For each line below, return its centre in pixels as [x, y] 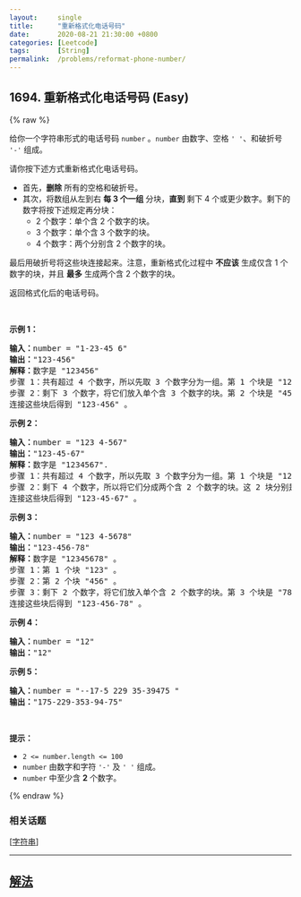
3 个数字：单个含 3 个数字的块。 [95, 232]
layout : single [46, 17]
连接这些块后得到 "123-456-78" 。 [78, 603]
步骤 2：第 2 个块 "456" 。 [65, 581]
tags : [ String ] [50, 51]
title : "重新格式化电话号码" [68, 26]
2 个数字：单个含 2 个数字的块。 [95, 221]
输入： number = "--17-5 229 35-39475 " [95, 691]
